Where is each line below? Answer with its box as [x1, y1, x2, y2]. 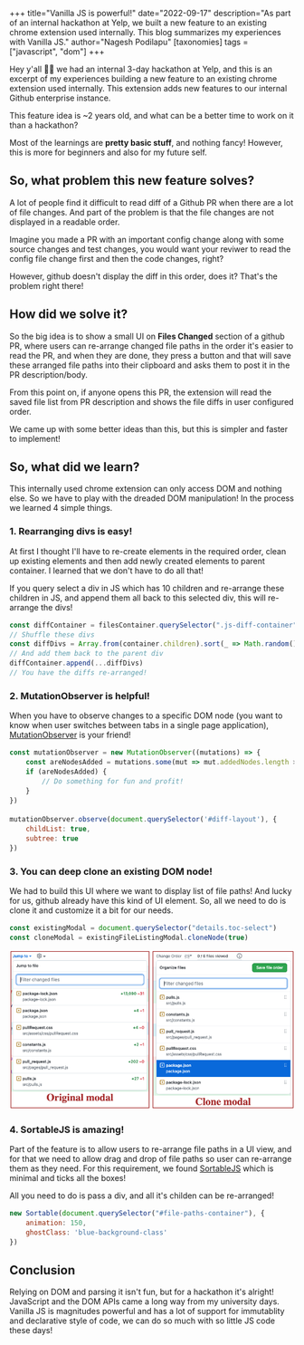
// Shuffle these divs [9, 629, 95, 639]
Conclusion [9, 1263, 76, 1278]
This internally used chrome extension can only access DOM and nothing [9, 484, 282, 495]
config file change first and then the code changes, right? [9, 253, 224, 264]
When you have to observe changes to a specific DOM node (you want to [9, 710, 283, 721]
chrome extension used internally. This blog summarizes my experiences [9, 27, 282, 37]
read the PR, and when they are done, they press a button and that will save [9, 350, 291, 360]
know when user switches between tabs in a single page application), [9, 720, 270, 731]
